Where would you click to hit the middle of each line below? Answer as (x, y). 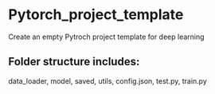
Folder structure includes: (74, 62)
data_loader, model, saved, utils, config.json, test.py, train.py (107, 80)
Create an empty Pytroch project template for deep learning (106, 37)
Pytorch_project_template (96, 15)
